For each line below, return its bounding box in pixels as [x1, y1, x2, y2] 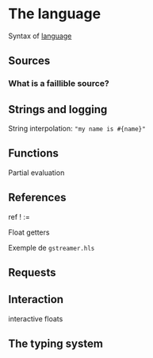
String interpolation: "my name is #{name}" [8, 124, 146, 134]
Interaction [8, 293, 64, 306]
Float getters [8, 228, 50, 237]
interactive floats [8, 313, 63, 323]
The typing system [8, 337, 103, 351]
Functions [8, 146, 59, 160]
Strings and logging [8, 103, 108, 116]
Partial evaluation [8, 168, 65, 177]
